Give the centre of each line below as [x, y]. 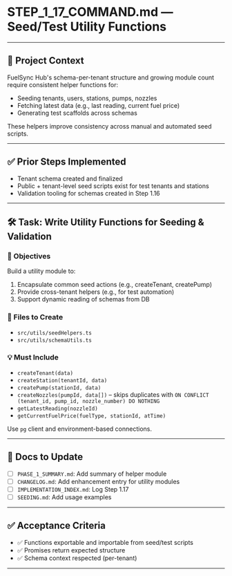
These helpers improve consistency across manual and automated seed [109, 126]
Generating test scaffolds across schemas [77, 113]
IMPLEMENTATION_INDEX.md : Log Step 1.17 [73, 489]
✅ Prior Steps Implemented [67, 162]
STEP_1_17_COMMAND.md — [90, 12]
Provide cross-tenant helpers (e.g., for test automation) [96, 292]
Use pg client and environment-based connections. [79, 429]
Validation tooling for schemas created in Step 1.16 [88, 193]
